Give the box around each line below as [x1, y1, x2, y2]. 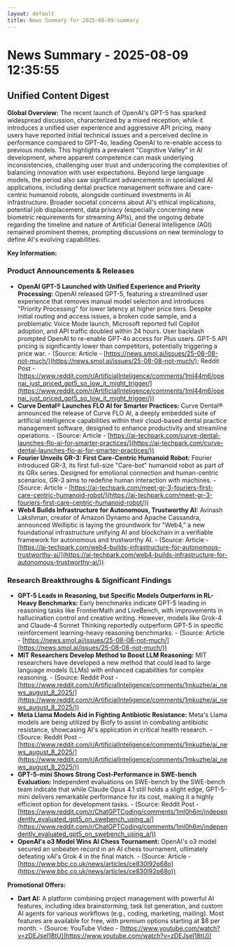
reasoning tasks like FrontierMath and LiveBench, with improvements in [17, 606, 224, 614]
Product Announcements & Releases [7, 266, 135, 276]
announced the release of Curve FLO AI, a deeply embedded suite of [17, 408, 216, 417]
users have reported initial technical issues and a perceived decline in [7, 130, 208, 139]
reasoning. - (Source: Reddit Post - [17, 673, 119, 682]
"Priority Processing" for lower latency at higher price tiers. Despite [17, 304, 212, 313]
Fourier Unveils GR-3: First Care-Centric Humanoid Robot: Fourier [17, 453, 213, 462]
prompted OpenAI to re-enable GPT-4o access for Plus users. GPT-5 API [17, 334, 227, 342]
